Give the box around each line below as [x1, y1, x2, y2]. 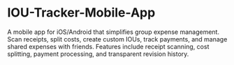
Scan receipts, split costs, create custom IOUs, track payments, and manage [7, 35, 228, 43]
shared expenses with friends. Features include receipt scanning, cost [7, 42, 210, 50]
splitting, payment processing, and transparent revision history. [7, 50, 189, 58]
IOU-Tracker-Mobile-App [7, 5, 156, 21]
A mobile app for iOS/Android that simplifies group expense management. [7, 28, 220, 36]
